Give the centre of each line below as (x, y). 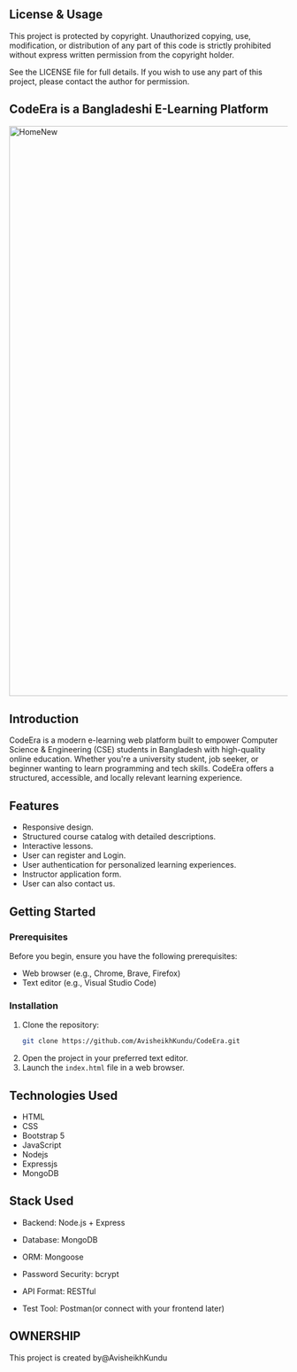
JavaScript (42, 1145)
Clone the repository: (61, 1025)
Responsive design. (58, 827)
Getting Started (53, 912)
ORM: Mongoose (53, 1257)
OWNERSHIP (45, 1336)
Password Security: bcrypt (70, 1274)
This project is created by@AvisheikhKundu (88, 1357)
